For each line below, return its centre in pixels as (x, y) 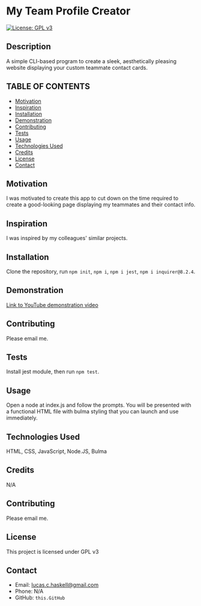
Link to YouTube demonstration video (52, 305)
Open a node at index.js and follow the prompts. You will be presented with (99, 405)
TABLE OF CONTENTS (48, 86)
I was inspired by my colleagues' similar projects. (67, 238)
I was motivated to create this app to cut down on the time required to (92, 198)
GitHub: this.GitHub (40, 598)
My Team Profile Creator (68, 11)
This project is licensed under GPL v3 (52, 551)
